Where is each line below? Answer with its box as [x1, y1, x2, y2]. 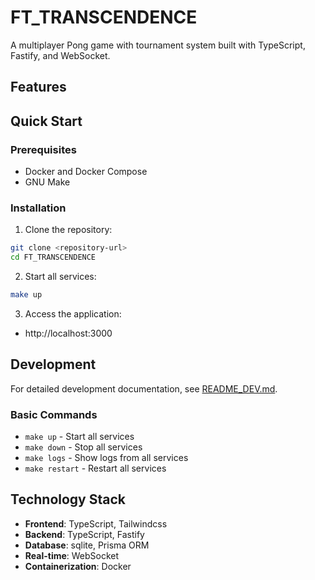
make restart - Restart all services [24, 462, 167, 475]
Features [10, 79, 67, 96]
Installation [10, 201, 67, 215]
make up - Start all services [24, 431, 135, 443]
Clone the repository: [24, 224, 113, 236]
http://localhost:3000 [24, 327, 113, 339]
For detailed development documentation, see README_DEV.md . [10, 382, 278, 395]
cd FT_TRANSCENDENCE [10, 252, 97, 263]
